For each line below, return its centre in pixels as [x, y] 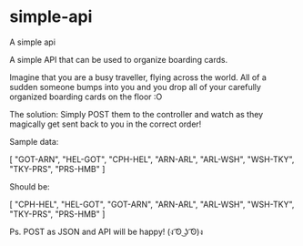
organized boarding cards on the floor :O [86, 97]
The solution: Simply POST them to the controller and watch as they [136, 114]
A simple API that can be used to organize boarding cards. [119, 59]
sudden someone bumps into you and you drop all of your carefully [136, 87]
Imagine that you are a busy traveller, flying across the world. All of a [138, 77]
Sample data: [34, 141]
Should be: [30, 186]
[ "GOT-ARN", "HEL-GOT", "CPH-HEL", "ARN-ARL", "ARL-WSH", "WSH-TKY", [152, 159]
